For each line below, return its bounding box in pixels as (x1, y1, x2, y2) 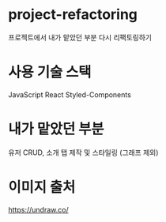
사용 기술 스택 (8, 63, 92, 81)
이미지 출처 (8, 179, 76, 196)
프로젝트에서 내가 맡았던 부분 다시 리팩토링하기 (8, 32, 153, 42)
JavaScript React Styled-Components (8, 89, 132, 100)
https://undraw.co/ (8, 205, 69, 214)
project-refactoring (8, 6, 138, 24)
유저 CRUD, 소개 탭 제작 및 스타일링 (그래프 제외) (8, 148, 159, 157)
